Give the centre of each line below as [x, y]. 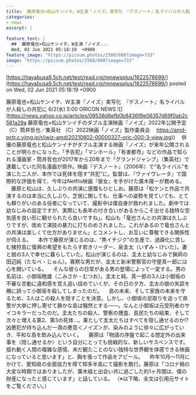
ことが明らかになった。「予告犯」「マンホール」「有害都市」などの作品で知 [94, 152]
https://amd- [172, 130]
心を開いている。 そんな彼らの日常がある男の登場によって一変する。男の [96, 269]
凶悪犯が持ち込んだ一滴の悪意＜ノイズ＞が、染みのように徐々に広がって [93, 327]
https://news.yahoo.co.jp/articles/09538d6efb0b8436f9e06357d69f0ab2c [98, 115]
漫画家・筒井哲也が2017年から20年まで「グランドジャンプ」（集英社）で [103, 159]
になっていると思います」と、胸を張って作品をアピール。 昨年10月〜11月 [95, 356]
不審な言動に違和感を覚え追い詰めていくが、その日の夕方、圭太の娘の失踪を [98, 283]
